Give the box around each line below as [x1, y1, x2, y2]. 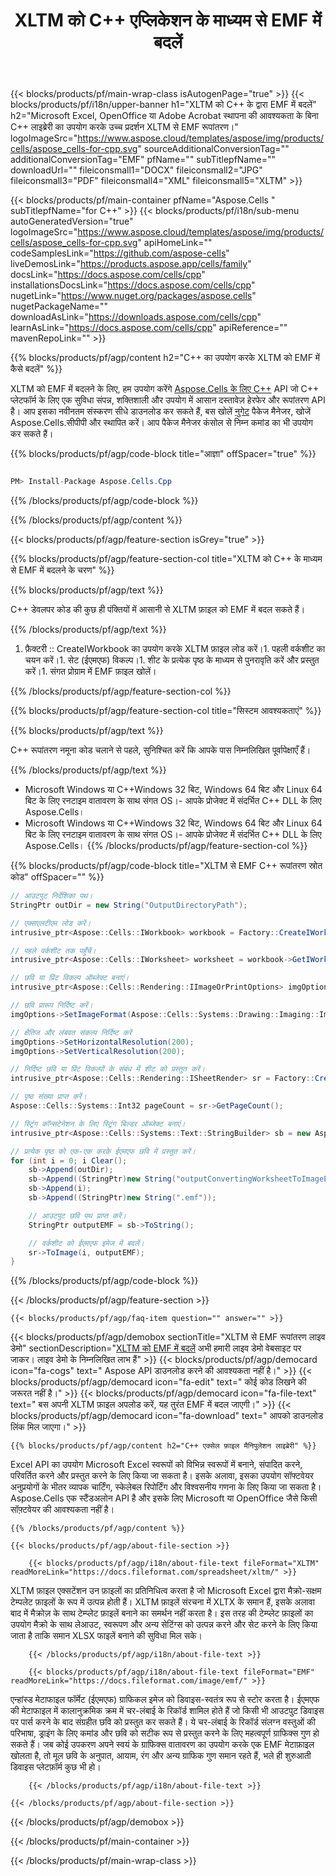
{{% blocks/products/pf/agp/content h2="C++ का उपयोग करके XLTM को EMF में [10, 352, 321, 364]
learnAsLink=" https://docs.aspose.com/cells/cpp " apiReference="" [10, 322, 288, 334]
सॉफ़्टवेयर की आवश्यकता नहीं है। [10, 1504, 115, 1516]
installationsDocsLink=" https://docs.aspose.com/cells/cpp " [10, 279, 256, 291]
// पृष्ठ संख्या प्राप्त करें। [10, 1092, 87, 1102]
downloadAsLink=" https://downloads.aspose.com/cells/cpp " [10, 311, 262, 323]
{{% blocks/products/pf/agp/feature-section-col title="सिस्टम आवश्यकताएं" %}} [10, 705, 322, 717]
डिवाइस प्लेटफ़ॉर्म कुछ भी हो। [10, 1761, 102, 1773]
